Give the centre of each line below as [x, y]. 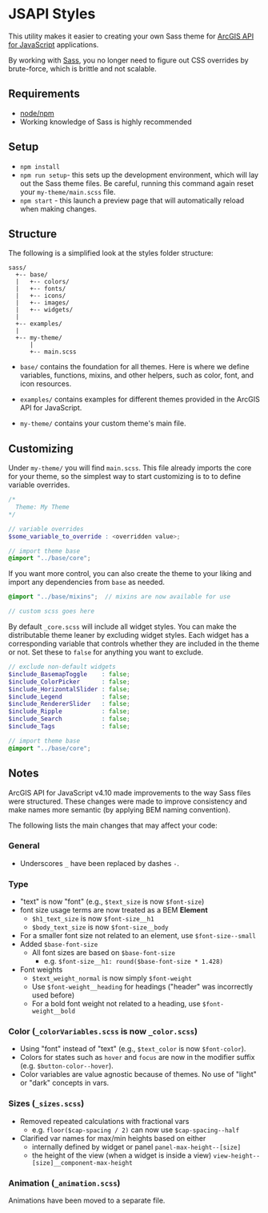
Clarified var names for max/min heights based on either [113, 1138]
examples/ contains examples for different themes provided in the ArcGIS [140, 399]
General [24, 846]
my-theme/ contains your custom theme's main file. [103, 423]
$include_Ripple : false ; [69, 711]
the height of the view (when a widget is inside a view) [122, 1155]
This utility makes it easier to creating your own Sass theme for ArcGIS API [131, 36]
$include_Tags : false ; [69, 727]
